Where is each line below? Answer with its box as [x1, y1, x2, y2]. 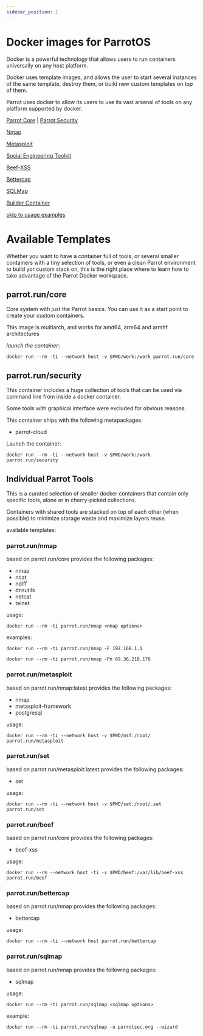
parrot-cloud [15, 429, 47, 436]
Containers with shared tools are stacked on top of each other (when [6, 508, 179, 515]
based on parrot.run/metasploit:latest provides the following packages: [6, 765, 184, 773]
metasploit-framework [15, 702, 71, 710]
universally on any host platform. [6, 61, 88, 69]
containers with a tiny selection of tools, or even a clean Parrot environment [6, 259, 196, 266]
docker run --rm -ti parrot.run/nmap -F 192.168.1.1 [6, 646, 143, 652]
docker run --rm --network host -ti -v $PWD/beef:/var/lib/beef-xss [6, 870, 184, 876]
